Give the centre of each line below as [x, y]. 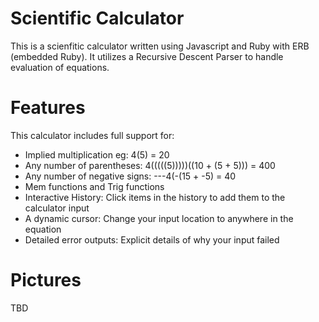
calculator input [57, 208]
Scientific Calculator [97, 18]
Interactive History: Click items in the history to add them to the [155, 197]
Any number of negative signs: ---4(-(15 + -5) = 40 [130, 176]
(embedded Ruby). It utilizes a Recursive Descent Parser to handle [147, 56]
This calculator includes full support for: [92, 135]
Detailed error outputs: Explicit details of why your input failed [152, 239]
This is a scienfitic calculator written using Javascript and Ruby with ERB [160, 46]
